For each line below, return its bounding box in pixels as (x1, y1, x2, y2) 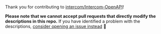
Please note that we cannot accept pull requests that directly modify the (5, 13, 156, 19)
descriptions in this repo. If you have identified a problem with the (5, 19, 140, 24)
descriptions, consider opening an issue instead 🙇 (5, 23, 107, 29)
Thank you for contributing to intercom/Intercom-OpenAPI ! (5, 4, 124, 10)
